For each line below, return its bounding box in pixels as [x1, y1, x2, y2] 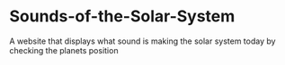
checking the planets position [9, 45, 119, 55]
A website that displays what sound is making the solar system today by [9, 36, 276, 46]
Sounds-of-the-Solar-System [9, 6, 236, 27]
